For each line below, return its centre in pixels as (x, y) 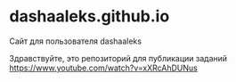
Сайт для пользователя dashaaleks (76, 41)
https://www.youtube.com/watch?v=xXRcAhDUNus (103, 68)
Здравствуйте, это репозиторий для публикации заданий (118, 58)
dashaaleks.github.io (90, 16)
